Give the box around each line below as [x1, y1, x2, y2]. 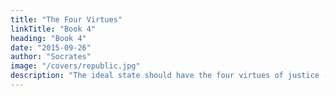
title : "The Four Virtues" [10, 14, 123, 25]
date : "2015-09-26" [10, 42, 92, 53]
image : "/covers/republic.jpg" [10, 61, 141, 71]
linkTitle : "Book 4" [10, 24, 97, 34]
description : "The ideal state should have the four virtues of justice [10, 71, 320, 81]
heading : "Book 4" [10, 33, 87, 43]
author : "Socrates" [10, 52, 92, 62]
